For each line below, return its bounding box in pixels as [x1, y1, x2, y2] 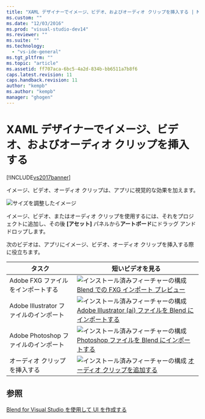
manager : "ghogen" [6, 94, 53, 100]
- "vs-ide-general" [12, 49, 62, 55]
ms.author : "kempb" [6, 89, 56, 95]
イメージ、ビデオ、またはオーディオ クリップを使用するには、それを [6, 212, 178, 220]
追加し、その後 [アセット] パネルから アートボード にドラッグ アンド [27, 220, 196, 227]
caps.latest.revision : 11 [6, 72, 72, 78]
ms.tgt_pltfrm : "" [6, 54, 53, 61]
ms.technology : [6, 43, 45, 50]
